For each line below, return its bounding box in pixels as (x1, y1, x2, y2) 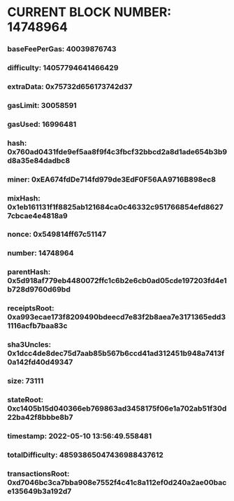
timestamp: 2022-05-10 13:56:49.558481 (7, 431, 152, 441)
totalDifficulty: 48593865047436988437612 (7, 450, 164, 460)
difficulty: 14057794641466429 (7, 63, 119, 73)
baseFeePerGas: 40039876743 (7, 44, 117, 54)
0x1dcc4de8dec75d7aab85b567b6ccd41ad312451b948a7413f (7, 348, 225, 358)
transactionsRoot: (7, 469, 70, 479)
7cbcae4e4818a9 (7, 211, 68, 221)
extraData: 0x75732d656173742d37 (7, 81, 133, 91)
